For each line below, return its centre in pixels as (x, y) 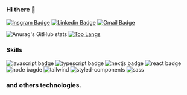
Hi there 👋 (21, 10)
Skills (14, 50)
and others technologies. (44, 85)
